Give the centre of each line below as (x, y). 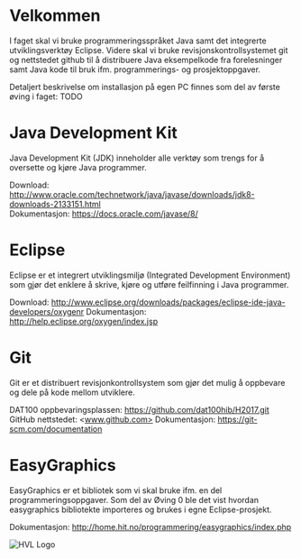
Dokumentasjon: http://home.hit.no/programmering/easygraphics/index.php (150, 527)
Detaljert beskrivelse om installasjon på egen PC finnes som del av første (145, 87)
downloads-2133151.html (55, 204)
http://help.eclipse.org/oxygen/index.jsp (84, 321)
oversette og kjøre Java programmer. (78, 167)
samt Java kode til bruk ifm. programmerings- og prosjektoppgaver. (135, 69)
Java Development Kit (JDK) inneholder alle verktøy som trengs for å (137, 158)
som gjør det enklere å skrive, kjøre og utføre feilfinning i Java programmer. (149, 284)
